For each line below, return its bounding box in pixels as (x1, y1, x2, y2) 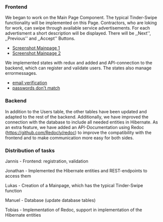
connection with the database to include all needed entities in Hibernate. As (5, 119, 158, 125)
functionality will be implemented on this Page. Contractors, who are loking (5, 20, 157, 26)
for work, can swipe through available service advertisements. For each (5, 25, 150, 31)
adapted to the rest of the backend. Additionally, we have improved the (5, 114, 149, 120)
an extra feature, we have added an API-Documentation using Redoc (5, 124, 144, 130)
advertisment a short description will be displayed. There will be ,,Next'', (5, 31, 151, 36)
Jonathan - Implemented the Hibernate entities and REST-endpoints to (5, 167, 147, 173)
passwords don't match (12, 85, 60, 91)
